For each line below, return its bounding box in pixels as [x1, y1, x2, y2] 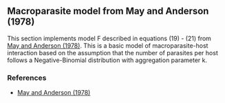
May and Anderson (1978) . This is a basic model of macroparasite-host [7, 41, 208, 50]
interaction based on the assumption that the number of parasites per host [7, 48, 218, 57]
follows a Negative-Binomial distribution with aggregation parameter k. [7, 56, 208, 64]
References [7, 73, 47, 83]
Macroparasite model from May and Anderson [7, 5, 209, 17]
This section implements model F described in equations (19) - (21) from [7, 34, 212, 42]
